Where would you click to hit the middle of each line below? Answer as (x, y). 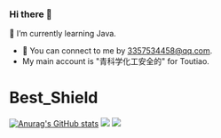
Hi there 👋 (31, 14)
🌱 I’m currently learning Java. (63, 34)
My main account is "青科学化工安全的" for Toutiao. (116, 61)
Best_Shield (54, 98)
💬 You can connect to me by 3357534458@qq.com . (117, 51)
